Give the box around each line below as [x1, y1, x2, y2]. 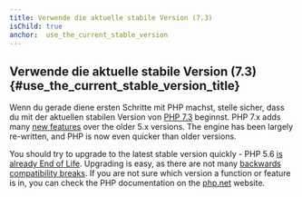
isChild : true [9, 22, 63, 31]
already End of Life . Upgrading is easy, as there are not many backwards [9, 158, 281, 169]
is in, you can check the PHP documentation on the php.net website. [9, 178, 266, 189]
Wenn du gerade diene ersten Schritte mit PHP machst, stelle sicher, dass [9, 102, 285, 113]
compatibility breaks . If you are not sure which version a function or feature [9, 168, 291, 179]
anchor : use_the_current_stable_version [9, 30, 169, 39]
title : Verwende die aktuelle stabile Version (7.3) [9, 13, 213, 23]
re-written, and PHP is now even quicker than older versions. [9, 131, 238, 142]
